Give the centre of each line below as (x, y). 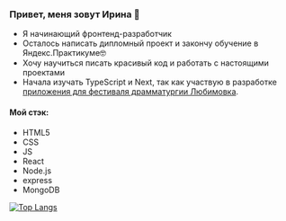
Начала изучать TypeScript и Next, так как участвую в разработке (149, 82)
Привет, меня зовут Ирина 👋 (75, 14)
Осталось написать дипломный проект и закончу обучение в (140, 43)
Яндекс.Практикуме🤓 (64, 53)
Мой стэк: (29, 112)
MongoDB (41, 190)
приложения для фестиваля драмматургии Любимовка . (130, 92)
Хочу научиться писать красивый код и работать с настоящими (146, 63)
